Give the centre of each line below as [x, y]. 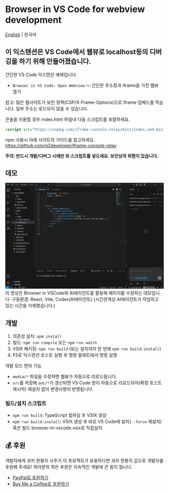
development [33, 20]
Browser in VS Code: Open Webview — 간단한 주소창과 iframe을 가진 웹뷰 [86, 85]
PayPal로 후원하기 [30, 478]
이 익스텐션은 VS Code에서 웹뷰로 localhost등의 [77, 52]
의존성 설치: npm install [37, 336]
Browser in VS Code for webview [75, 9]
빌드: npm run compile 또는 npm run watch [55, 342]
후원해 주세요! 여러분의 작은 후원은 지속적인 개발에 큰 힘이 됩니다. [69, 467]
